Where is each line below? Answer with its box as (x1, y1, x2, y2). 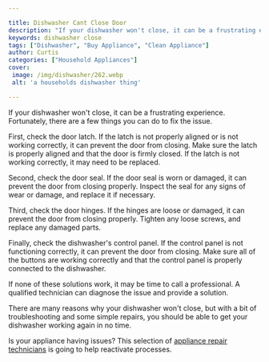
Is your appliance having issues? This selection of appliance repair (8, 336, 228, 345)
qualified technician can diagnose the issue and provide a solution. (8, 287, 229, 297)
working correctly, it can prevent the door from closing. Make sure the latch (8, 140, 258, 149)
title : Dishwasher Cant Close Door (8, 18, 127, 26)
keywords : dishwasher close (8, 34, 102, 42)
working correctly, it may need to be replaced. (8, 157, 161, 167)
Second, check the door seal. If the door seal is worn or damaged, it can (8, 173, 247, 182)
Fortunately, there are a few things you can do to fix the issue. (8, 116, 213, 125)
